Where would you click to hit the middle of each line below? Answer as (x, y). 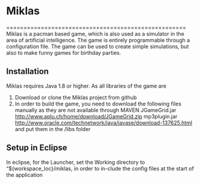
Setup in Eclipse (37, 148)
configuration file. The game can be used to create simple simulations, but (98, 46)
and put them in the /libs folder (53, 129)
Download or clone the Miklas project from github (76, 97)
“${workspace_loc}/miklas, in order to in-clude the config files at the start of (100, 169)
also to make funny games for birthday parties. (64, 52)
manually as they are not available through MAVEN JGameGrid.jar (96, 110)
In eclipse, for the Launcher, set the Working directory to (76, 162)
